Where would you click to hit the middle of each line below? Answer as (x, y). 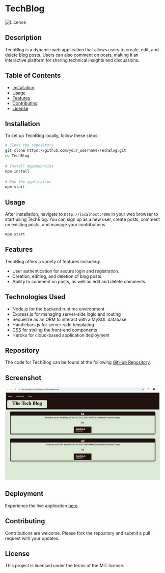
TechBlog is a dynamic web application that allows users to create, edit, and (82, 49)
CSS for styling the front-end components (55, 330)
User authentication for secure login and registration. (66, 271)
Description (23, 38)
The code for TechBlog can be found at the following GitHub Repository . (78, 362)
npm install (17, 171)
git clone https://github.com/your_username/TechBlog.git (66, 151)
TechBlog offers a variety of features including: (53, 261)
